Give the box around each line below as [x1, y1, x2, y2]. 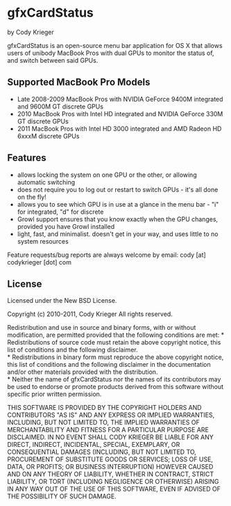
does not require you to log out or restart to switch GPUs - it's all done [17, 185, 219, 193]
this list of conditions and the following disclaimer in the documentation [7, 361, 211, 369]
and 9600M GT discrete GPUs [17, 102, 104, 111]
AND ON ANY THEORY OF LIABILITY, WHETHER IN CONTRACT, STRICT [7, 470, 214, 478]
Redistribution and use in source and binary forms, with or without [7, 324, 196, 332]
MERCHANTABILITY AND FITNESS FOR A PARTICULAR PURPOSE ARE [7, 426, 209, 434]
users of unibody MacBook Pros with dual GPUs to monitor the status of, [7, 49, 214, 57]
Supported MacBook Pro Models [7, 77, 151, 88]
